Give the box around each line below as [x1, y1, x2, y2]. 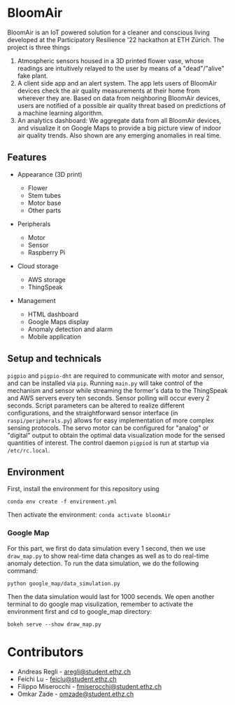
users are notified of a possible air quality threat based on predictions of [17, 101, 226, 109]
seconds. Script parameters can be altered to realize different [7, 401, 185, 410]
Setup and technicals [7, 353, 102, 365]
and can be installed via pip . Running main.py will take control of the [7, 379, 204, 387]
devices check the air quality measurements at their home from [17, 86, 201, 95]
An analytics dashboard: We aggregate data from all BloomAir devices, [17, 116, 222, 124]
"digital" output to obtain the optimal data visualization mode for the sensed [7, 431, 225, 439]
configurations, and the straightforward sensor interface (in [7, 408, 178, 417]
